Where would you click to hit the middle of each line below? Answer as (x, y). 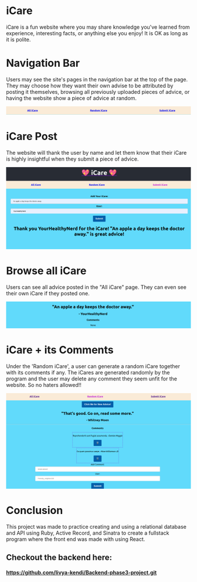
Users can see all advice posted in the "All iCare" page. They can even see (96, 287)
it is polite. (18, 39)
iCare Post (32, 137)
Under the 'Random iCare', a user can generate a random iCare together (93, 366)
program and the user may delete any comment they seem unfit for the (92, 379)
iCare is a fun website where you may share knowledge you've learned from (98, 27)
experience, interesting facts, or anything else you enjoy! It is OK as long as (97, 33)
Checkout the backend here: (59, 558)
